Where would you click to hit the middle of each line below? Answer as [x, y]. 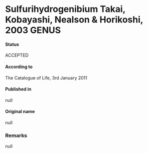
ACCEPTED [17, 55]
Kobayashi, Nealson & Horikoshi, [74, 20]
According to [19, 67]
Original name [20, 112]
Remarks [16, 135]
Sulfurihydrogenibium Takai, [65, 9]
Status [12, 44]
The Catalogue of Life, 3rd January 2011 [46, 77]
